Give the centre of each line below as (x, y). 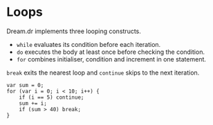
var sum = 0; (25, 85)
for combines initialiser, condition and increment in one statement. (111, 59)
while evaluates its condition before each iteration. (89, 44)
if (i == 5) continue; (52, 97)
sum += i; (33, 103)
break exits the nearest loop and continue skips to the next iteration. (103, 73)
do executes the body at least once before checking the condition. (111, 52)
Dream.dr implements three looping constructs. (74, 31)
